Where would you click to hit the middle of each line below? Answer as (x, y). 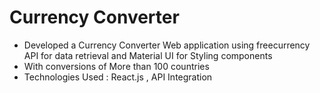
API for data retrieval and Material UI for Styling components (148, 55)
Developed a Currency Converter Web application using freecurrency (167, 45)
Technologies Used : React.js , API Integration (118, 77)
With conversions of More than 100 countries (116, 66)
